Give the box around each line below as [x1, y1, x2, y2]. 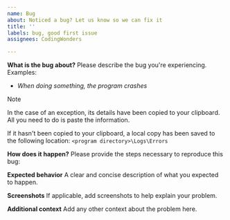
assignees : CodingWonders [7, 36, 82, 43]
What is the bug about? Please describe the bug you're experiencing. [7, 61, 207, 69]
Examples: [7, 68, 37, 77]
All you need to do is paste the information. [7, 116, 130, 125]
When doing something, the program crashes [17, 82, 148, 90]
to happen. [7, 178, 38, 187]
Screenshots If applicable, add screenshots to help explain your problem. [7, 192, 218, 200]
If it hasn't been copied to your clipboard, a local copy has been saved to [7, 129, 215, 138]
